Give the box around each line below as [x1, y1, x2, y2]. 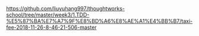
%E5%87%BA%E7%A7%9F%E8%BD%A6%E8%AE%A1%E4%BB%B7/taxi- [6, 18, 193, 24]
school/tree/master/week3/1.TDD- [6, 11, 90, 18]
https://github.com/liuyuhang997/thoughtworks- [6, 5, 125, 12]
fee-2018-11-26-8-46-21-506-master [6, 24, 97, 31]
